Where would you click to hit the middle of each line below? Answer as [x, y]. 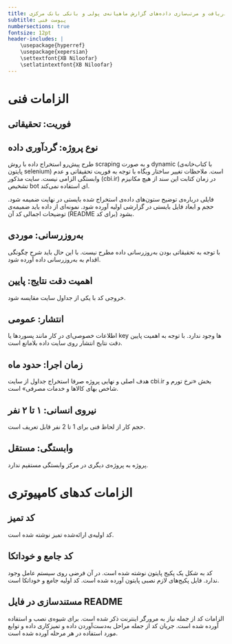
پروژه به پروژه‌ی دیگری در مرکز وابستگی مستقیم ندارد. [78, 464]
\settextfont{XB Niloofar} [59, 58]
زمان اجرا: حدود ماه [45, 364]
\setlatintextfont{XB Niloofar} [66, 65]
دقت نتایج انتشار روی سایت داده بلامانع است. [65, 343]
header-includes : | [36, 39]
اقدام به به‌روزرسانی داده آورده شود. [54, 259]
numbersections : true [39, 26]
